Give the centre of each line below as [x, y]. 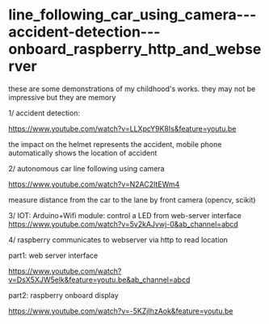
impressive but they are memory [62, 97]
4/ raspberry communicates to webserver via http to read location [118, 239]
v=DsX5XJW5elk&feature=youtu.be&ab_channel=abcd [99, 280]
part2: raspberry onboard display [63, 295]
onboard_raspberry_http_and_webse [135, 49]
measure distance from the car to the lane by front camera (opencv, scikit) [132, 200]
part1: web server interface [53, 255]
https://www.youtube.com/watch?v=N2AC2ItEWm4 [94, 184]
